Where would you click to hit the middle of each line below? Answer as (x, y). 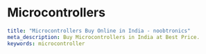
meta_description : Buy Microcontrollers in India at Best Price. (103, 37)
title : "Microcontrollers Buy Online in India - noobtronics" (99, 31)
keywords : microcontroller (46, 43)
